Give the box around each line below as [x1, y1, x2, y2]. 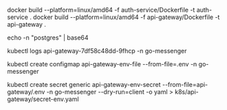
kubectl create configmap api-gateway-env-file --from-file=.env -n [7, 60, 197, 68]
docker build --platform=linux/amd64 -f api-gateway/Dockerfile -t [33, 13, 220, 21]
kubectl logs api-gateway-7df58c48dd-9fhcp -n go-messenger [7, 47, 187, 55]
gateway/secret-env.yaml [7, 95, 79, 103]
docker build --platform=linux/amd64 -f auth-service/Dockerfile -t [7, 6, 195, 14]
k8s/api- [174, 88, 199, 96]
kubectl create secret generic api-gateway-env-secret [7, 81, 161, 88]
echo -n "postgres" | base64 [7, 33, 89, 42]
